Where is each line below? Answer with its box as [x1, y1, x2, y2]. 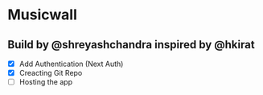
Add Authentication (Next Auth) [18, 59, 124, 68]
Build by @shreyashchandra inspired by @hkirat [7, 38, 255, 52]
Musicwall [7, 6, 78, 24]
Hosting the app [18, 77, 73, 87]
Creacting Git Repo [18, 68, 83, 78]
